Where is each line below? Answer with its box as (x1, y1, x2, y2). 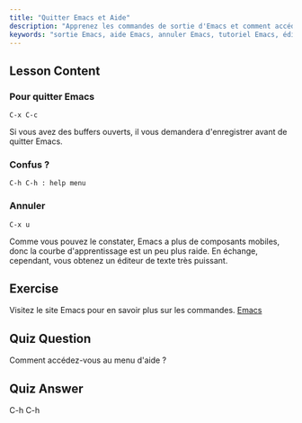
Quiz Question (9, 330, 92, 346)
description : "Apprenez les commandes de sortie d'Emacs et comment (9, 22, 271, 31)
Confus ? (9, 158, 50, 171)
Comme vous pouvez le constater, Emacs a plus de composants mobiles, (9, 236, 280, 247)
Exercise (9, 281, 59, 297)
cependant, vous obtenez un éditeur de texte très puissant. (9, 255, 228, 265)
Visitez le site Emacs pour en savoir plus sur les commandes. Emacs (9, 305, 262, 316)
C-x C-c (9, 111, 39, 120)
